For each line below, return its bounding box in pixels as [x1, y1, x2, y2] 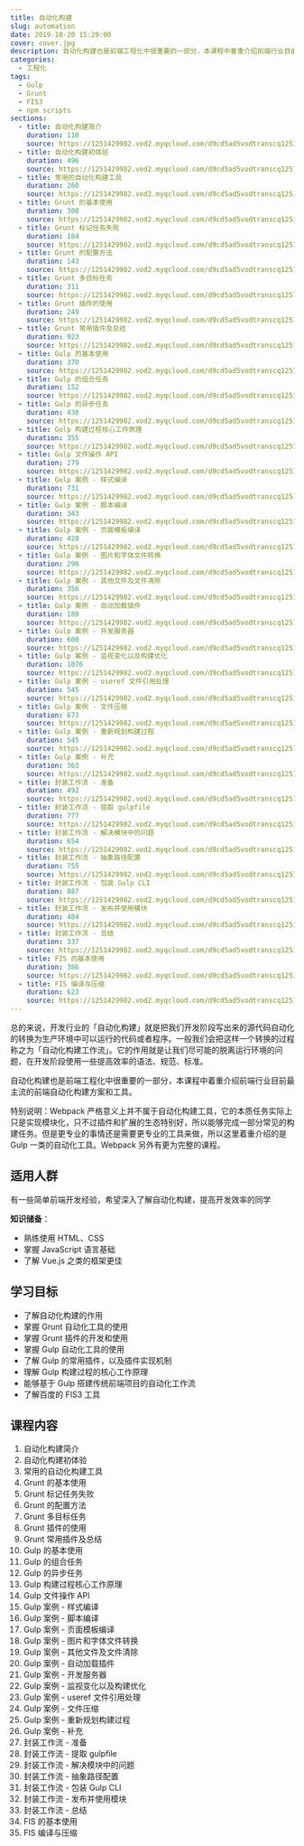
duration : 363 [26, 761, 79, 770]
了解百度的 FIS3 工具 [23, 1389, 101, 1400]
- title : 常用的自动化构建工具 [18, 173, 123, 182]
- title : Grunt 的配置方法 [18, 248, 114, 258]
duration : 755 [26, 862, 79, 871]
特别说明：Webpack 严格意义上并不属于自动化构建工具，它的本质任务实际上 [10, 1106, 293, 1116]
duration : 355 [26, 433, 79, 443]
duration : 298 [26, 559, 79, 568]
